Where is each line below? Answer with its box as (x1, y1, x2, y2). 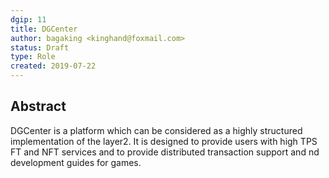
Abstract (10, 98, 67, 115)
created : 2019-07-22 (10, 61, 97, 71)
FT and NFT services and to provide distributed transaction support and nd (10, 146, 320, 158)
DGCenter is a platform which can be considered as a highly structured (10, 124, 303, 136)
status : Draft (10, 42, 70, 53)
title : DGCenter (10, 24, 78, 34)
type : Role (10, 52, 56, 62)
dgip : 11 (10, 14, 47, 25)
